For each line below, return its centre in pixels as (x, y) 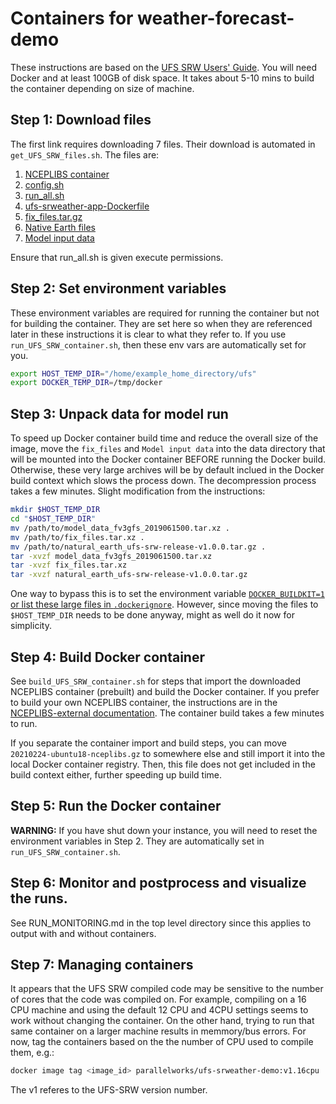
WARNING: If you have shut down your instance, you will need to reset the (164, 830)
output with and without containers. (83, 933)
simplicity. (31, 626)
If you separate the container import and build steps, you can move (148, 743)
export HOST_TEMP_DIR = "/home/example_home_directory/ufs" (133, 373)
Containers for (72, 18)
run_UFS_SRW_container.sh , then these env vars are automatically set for (158, 344)
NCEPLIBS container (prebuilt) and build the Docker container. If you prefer (165, 691)
